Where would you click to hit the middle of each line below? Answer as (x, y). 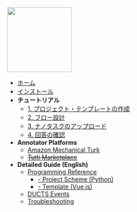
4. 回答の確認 (46, 135)
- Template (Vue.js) (65, 187)
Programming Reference (62, 172)
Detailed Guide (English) (52, 165)
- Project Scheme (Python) (75, 179)
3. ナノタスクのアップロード (67, 126)
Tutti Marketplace (52, 157)
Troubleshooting (51, 201)
